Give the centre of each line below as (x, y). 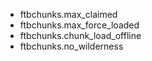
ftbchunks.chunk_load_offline (80, 35)
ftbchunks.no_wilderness (71, 46)
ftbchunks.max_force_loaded (79, 25)
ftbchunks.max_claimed (68, 14)
